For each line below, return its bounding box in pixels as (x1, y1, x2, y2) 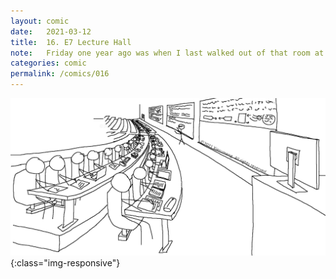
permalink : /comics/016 (10, 69, 110, 79)
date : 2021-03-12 (10, 26, 92, 37)
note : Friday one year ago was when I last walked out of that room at (10, 48, 325, 58)
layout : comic (10, 16, 70, 26)
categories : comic (10, 58, 87, 69)
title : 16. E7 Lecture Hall (10, 37, 132, 47)
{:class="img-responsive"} (10, 257, 121, 269)
